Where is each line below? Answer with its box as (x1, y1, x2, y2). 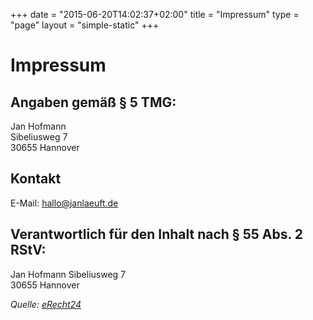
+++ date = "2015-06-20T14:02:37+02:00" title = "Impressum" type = (10, 9, 300, 20)
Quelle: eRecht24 (10, 298, 82, 310)
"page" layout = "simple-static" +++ (10, 19, 160, 31)
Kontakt (10, 170, 62, 188)
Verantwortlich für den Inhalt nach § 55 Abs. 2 (10, 226, 304, 243)
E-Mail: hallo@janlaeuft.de (10, 197, 119, 209)
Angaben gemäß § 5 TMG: (10, 94, 177, 111)
